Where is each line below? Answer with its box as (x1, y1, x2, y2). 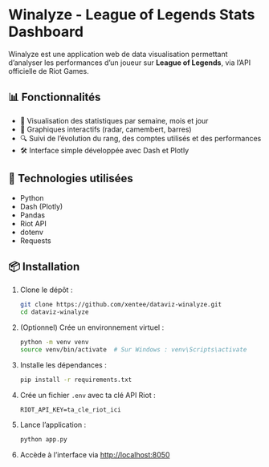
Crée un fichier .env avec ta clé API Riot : (19, 390, 156, 400)
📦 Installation (8, 259, 80, 274)
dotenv (19, 227, 44, 237)
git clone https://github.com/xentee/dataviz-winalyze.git (19, 301, 222, 309)
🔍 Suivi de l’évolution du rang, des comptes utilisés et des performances (19, 133, 262, 143)
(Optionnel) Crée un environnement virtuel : (19, 323, 165, 332)
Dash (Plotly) (19, 201, 63, 211)
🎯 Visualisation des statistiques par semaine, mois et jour (19, 116, 209, 125)
